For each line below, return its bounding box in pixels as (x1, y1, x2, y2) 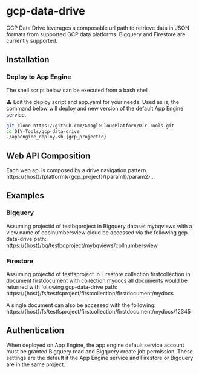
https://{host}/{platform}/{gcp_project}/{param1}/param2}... (6, 173, 155, 181)
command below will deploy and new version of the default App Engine (6, 105, 184, 112)
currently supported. (6, 37, 57, 44)
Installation (6, 54, 50, 65)
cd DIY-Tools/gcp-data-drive (6, 128, 80, 134)
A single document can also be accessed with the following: (6, 301, 156, 309)
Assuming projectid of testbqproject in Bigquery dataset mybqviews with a (6, 222, 192, 230)
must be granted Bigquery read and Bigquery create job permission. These (6, 347, 194, 355)
